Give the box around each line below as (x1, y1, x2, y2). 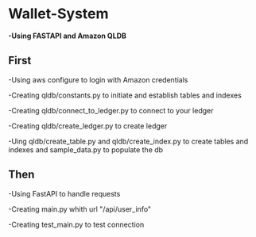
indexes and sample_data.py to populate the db (8, 144, 164, 155)
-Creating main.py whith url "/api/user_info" (8, 204, 152, 214)
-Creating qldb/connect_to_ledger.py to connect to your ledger (8, 105, 214, 115)
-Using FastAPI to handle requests (8, 189, 121, 198)
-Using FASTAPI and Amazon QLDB (8, 31, 127, 40)
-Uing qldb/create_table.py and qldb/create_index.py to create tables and (8, 136, 249, 146)
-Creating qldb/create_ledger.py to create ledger (8, 120, 168, 131)
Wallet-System (8, 5, 109, 23)
